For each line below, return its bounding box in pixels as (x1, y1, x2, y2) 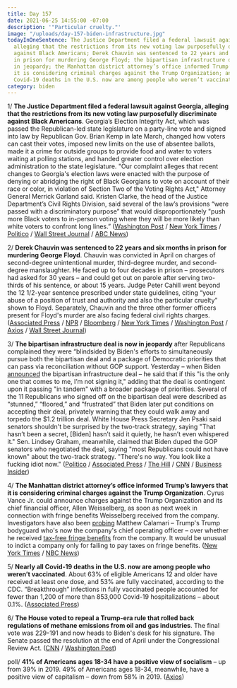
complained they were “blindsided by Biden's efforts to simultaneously (7, 347, 213, 356)
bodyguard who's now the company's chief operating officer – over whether (7, 526, 229, 535)
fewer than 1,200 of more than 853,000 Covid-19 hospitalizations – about (7, 593, 220, 601)
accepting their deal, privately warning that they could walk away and (7, 407, 209, 416)
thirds (7, 281, 25, 290)
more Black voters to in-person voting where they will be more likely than (7, 215, 220, 223)
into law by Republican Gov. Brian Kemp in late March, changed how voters (7, 132, 226, 141)
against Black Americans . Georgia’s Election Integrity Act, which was (7, 117, 209, 126)
